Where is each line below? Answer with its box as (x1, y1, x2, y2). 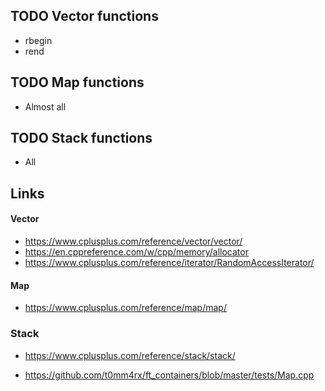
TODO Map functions (10, 74, 145, 91)
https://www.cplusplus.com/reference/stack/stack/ (24, 349, 236, 361)
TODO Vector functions (10, 8, 159, 25)
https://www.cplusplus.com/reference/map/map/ (24, 302, 227, 314)
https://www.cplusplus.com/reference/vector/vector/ (24, 235, 243, 248)
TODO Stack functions (10, 130, 153, 147)
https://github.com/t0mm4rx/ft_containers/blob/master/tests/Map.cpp (24, 369, 315, 381)
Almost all (24, 100, 67, 113)
